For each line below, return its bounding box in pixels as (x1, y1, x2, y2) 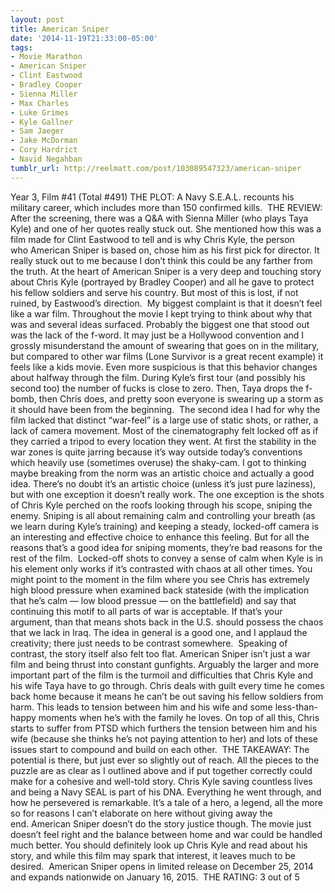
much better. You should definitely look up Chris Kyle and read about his (10, 839, 308, 851)
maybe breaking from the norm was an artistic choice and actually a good (10, 467, 315, 479)
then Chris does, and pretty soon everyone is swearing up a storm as (38, 392, 324, 405)
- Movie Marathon (10, 52, 83, 62)
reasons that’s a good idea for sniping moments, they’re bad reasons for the (10, 541, 323, 553)
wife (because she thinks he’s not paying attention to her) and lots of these (10, 732, 318, 745)
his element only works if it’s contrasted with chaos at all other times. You (10, 562, 313, 575)
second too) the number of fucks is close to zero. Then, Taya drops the (10, 382, 304, 394)
